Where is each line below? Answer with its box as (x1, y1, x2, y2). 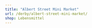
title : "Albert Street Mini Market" (5, 7, 79, 12)
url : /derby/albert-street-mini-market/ (5, 11, 88, 16)
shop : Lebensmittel (5, 16, 45, 20)
